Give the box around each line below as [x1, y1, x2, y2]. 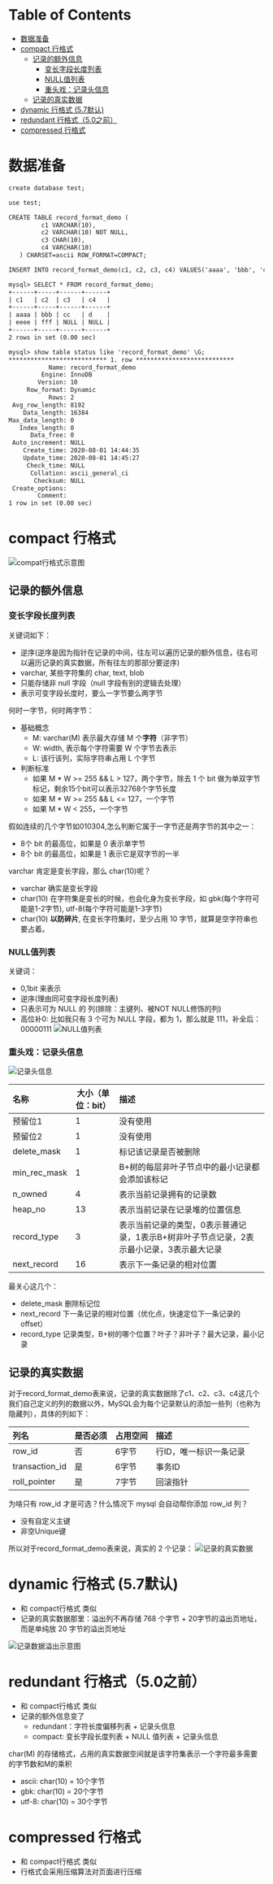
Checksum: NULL [33, 476, 85, 485]
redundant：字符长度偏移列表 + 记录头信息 [32, 1721, 176, 1731]
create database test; [8, 184, 85, 192]
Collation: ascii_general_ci [29, 469, 129, 477]
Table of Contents [8, 6, 132, 24]
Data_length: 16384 [23, 408, 89, 416]
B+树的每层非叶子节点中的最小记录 [119, 1161, 252, 1173]
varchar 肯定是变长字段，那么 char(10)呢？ [8, 866, 152, 876]
